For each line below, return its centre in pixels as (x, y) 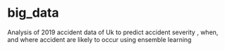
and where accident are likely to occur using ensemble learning (99, 39)
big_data (33, 13)
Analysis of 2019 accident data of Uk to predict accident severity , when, (113, 32)
